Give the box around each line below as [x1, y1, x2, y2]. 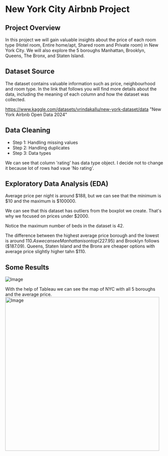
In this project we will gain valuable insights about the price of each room [5, 37, 156, 43]
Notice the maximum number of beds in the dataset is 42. [5, 223, 124, 229]
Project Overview [5, 24, 61, 32]
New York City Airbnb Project [5, 4, 130, 15]
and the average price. [5, 292, 52, 298]
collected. [5, 96, 26, 102]
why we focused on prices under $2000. [5, 213, 89, 219]
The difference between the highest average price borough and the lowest [5, 233, 159, 239]
